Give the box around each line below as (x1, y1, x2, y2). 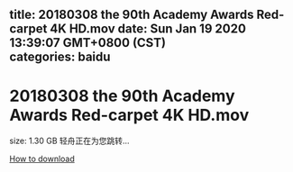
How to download (9, 153, 75, 165)
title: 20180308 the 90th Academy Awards (9, 7, 254, 23)
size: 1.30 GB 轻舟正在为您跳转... (9, 135, 130, 147)
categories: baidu (9, 50, 111, 65)
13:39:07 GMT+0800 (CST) (9, 35, 167, 50)
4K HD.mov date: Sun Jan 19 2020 (49, 22, 246, 37)
